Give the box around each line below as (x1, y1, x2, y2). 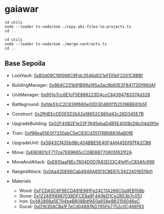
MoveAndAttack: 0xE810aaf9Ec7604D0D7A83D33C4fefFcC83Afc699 (11, 159, 155, 164)
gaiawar (4, 3, 39, 15)
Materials (11, 178, 31, 184)
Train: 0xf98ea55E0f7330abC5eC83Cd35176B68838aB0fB (11, 130, 133, 136)
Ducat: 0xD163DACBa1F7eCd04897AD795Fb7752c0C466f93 (19, 203, 144, 209)
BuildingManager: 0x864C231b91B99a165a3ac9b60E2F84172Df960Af (11, 82, 156, 88)
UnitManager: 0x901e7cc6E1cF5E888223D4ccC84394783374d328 (11, 92, 151, 98)
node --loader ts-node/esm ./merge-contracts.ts (4, 41, 107, 47)
